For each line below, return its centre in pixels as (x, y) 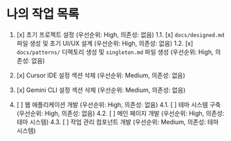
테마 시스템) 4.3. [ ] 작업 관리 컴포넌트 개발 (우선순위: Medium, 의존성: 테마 (118, 122)
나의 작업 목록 (43, 14)
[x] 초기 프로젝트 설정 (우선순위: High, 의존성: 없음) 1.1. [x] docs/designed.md (120, 35)
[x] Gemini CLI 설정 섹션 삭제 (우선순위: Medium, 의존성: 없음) (101, 90)
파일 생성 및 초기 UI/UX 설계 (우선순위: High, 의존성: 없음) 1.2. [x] (105, 43)
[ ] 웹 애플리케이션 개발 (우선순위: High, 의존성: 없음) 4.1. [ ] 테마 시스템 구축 (119, 104)
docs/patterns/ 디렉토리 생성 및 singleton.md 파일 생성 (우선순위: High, (115, 52)
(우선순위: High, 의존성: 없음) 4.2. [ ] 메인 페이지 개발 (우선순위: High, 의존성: (120, 113)
